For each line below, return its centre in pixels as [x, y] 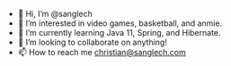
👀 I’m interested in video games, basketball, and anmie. [120, 23]
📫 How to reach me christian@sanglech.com [102, 52]
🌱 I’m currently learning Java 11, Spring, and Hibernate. [120, 33]
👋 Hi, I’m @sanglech [55, 14]
